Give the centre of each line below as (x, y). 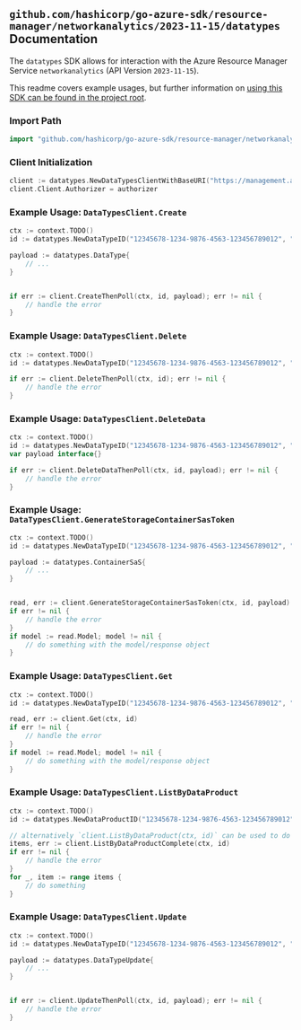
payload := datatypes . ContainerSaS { (77, 562)
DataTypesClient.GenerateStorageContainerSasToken (122, 520)
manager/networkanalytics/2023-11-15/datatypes (145, 26)
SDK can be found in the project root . (78, 97)
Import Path (35, 120)
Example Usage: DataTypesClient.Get (91, 676)
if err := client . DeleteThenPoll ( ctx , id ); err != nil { (118, 379)
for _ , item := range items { (66, 877)
